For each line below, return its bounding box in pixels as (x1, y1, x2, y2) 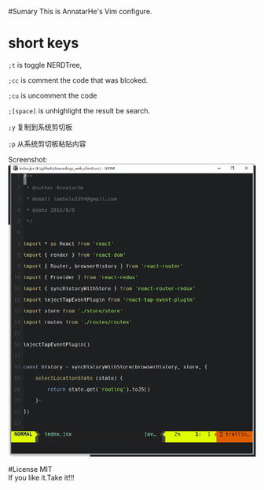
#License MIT (8, 464, 53, 473)
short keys (8, 35, 79, 52)
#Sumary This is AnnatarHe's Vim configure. (8, 7, 152, 16)
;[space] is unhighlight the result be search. (8, 106, 151, 115)
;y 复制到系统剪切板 (8, 122, 73, 132)
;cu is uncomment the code (8, 91, 97, 100)
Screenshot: (8, 154, 48, 164)
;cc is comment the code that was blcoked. (8, 75, 148, 85)
